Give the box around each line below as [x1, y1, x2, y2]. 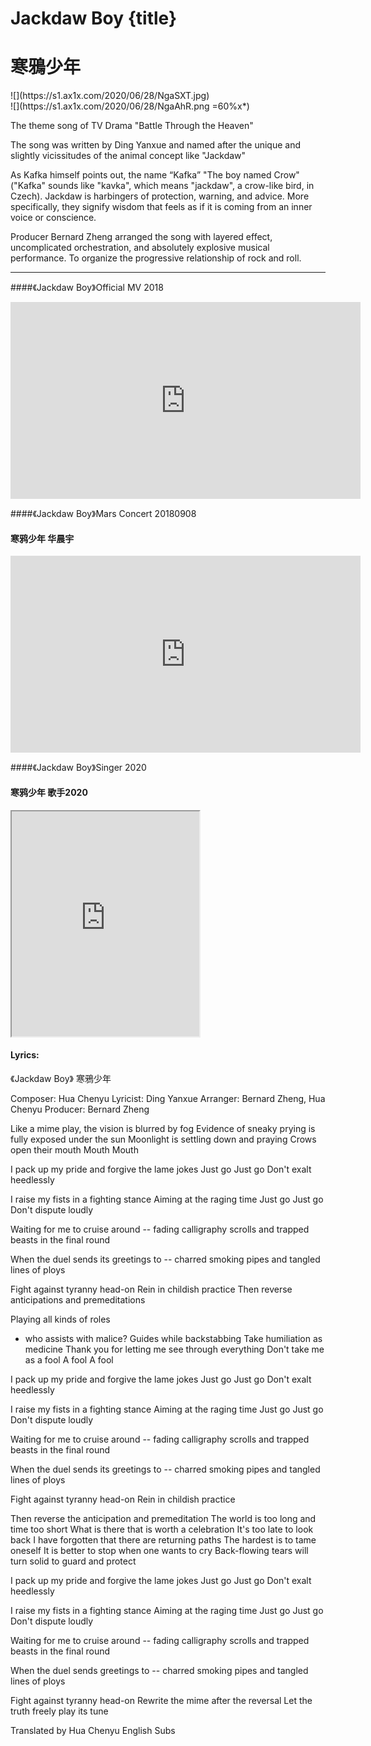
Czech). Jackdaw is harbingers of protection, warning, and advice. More [10, 190, 310, 202]
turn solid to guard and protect [10, 1555, 137, 1567]
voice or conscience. [10, 212, 97, 224]
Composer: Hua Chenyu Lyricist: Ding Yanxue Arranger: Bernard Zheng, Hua [10, 1092, 326, 1104]
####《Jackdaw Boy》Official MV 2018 [10, 282, 164, 294]
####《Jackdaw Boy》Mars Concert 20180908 [10, 508, 197, 520]
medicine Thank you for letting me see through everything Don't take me [24, 1343, 325, 1355]
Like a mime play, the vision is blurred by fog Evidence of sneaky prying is [10, 1122, 316, 1134]
